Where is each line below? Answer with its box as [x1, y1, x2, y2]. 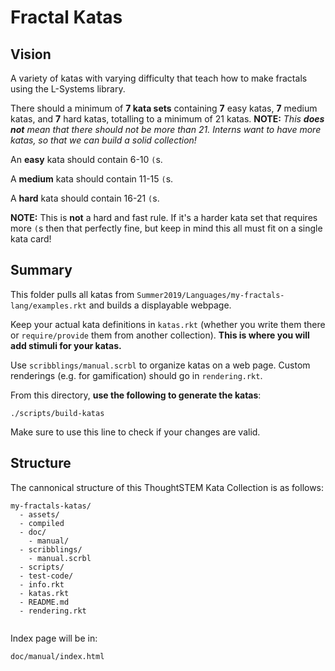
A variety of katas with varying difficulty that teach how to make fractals [10, 72, 308, 84]
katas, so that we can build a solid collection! [10, 134, 197, 146]
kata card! [10, 233, 52, 245]
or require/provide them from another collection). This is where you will [10, 329, 310, 341]
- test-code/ [19, 571, 74, 581]
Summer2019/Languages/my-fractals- [136, 290, 285, 300]
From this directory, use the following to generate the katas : [10, 389, 262, 401]
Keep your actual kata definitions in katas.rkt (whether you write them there [10, 318, 326, 330]
